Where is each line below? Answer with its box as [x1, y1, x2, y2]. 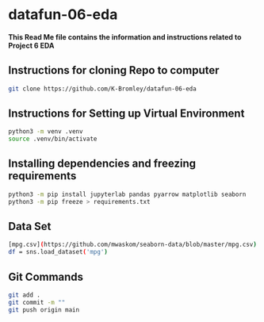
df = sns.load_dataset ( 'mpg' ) [8, 248, 109, 256]
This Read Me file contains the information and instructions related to [8, 32, 242, 41]
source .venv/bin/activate [8, 135, 98, 144]
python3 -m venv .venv [8, 128, 83, 136]
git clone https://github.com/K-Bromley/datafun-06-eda [8, 85, 197, 93]
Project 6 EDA [8, 40, 55, 50]
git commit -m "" [8, 298, 66, 306]
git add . [8, 291, 41, 299]
